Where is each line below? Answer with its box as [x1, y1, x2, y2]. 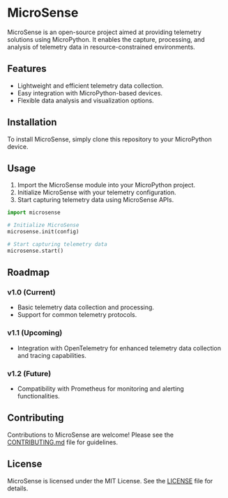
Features [7, 63, 47, 75]
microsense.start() [7, 247, 64, 254]
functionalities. [17, 392, 61, 400]
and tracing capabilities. [17, 351, 87, 359]
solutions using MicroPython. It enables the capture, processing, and [7, 35, 205, 43]
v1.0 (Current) [7, 288, 56, 297]
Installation [7, 116, 57, 128]
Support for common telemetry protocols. [17, 311, 137, 319]
